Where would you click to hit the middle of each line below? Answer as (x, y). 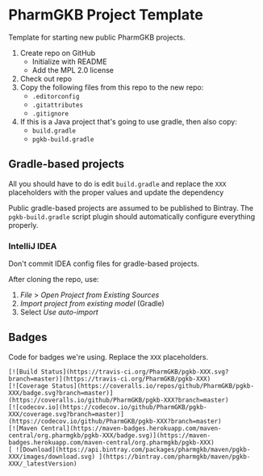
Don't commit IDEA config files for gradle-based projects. (104, 263)
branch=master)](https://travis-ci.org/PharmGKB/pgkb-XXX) (110, 379)
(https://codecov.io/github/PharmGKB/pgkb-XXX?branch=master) (115, 421)
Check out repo (46, 78)
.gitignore (50, 114)
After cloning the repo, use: (54, 280)
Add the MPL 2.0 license (73, 70)
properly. (23, 225)
